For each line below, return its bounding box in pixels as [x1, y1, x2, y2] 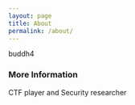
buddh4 [8, 49, 35, 59]
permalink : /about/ [8, 27, 74, 35]
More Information [8, 69, 78, 81]
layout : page [8, 11, 52, 20]
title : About [8, 19, 52, 27]
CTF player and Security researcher [8, 87, 127, 97]
